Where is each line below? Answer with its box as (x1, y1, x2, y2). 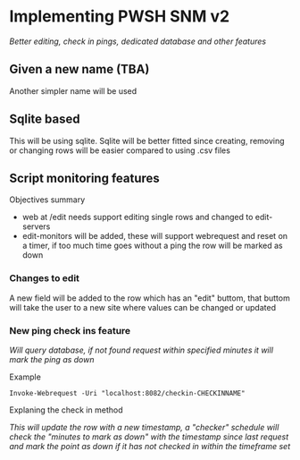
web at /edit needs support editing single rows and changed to (21, 212, 254, 223)
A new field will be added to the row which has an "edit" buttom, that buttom (9, 293, 290, 303)
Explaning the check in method (9, 405, 123, 415)
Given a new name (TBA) (9, 62, 150, 77)
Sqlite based (9, 112, 80, 127)
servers (21, 221, 51, 232)
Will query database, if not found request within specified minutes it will (9, 345, 274, 355)
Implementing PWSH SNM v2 (9, 6, 230, 27)
